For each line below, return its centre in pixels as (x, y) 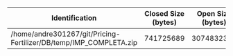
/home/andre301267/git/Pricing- (66, 34)
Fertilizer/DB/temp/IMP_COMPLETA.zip (74, 43)
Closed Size (165, 13)
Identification (74, 18)
